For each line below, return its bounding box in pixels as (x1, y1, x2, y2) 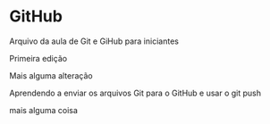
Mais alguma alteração (9, 70, 93, 81)
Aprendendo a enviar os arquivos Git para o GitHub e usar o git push (9, 87, 262, 98)
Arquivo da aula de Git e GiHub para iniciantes (9, 36, 179, 46)
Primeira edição (9, 53, 68, 63)
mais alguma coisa (9, 104, 79, 115)
